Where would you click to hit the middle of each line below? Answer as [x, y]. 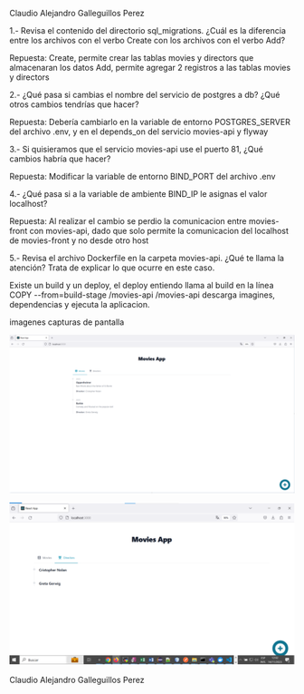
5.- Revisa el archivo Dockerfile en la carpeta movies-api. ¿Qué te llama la [147, 258]
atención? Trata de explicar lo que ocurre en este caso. [112, 268]
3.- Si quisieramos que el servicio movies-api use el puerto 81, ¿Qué [137, 149]
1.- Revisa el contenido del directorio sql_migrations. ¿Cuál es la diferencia [148, 30]
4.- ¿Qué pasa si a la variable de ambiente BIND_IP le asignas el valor [138, 194]
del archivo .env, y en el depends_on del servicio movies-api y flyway [139, 132]
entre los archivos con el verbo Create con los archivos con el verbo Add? [147, 40]
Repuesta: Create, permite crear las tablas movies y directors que [132, 58]
